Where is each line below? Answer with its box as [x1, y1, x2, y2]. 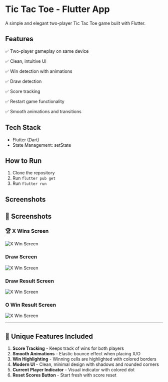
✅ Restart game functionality [5, 98, 65, 104]
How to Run [5, 156, 42, 165]
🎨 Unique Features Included [5, 332, 93, 340]
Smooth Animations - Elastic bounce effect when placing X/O [12, 351, 141, 357]
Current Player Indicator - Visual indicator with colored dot [12, 367, 135, 373]
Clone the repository [12, 170, 55, 176]
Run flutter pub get [12, 175, 56, 181]
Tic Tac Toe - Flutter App [5, 4, 110, 15]
